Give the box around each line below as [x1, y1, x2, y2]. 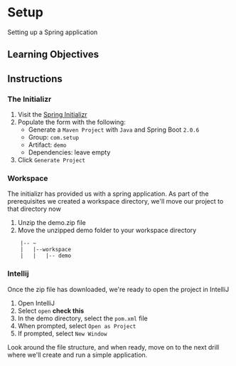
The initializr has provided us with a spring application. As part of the [7, 189, 209, 198]
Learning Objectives [7, 48, 100, 61]
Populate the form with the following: [17, 118, 126, 127]
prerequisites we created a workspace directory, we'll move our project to [7, 197, 224, 206]
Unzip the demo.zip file [17, 219, 87, 227]
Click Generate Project [17, 156, 85, 164]
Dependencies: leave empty [28, 148, 111, 157]
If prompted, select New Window [17, 329, 107, 338]
